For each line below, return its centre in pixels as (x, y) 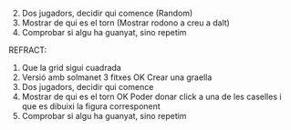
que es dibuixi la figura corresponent (91, 106)
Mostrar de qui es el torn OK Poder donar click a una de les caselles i (151, 96)
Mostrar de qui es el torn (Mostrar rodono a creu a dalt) (125, 23)
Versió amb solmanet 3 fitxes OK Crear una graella (117, 77)
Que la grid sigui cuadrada (72, 68)
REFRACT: (28, 50)
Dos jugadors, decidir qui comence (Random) (107, 13)
